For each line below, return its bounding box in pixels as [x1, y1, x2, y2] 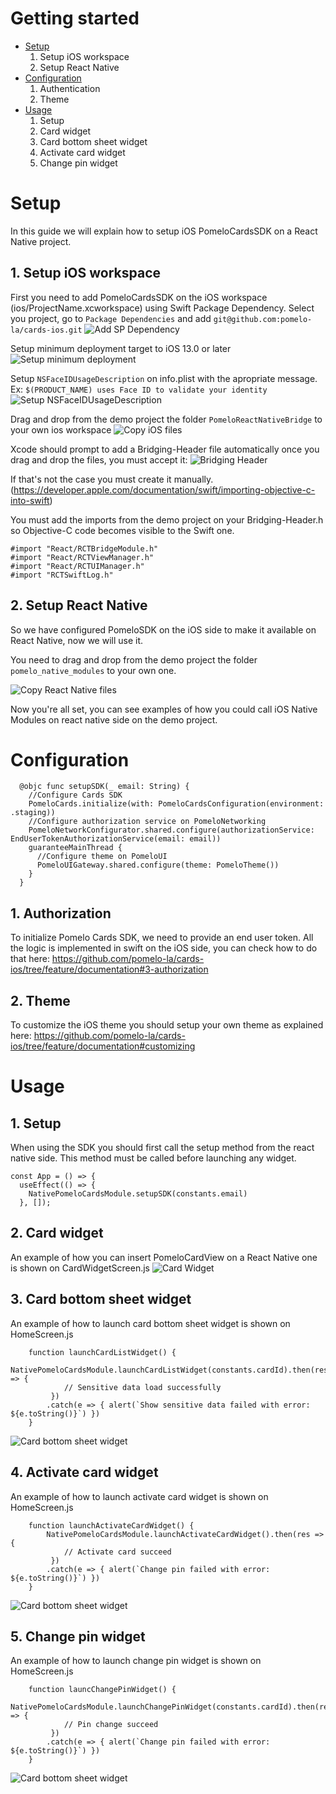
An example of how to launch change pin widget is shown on [10, 1655, 262, 1667]
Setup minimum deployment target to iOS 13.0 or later [10, 342, 232, 354]
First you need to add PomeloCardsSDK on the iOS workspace [10, 291, 268, 303]
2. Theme [10, 992, 71, 1009]
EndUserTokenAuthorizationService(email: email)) [10, 834, 222, 844]
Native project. [10, 235, 72, 247]
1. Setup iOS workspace [10, 265, 161, 282]
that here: [10, 953, 50, 965]
